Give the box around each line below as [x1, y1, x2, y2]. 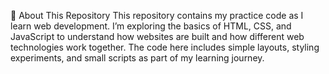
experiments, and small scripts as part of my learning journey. [10, 52, 265, 64]
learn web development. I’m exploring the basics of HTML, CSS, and [10, 20, 292, 32]
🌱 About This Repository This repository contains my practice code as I [10, 10, 304, 21]
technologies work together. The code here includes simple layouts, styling [10, 41, 320, 53]
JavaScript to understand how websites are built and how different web [10, 31, 305, 42]
